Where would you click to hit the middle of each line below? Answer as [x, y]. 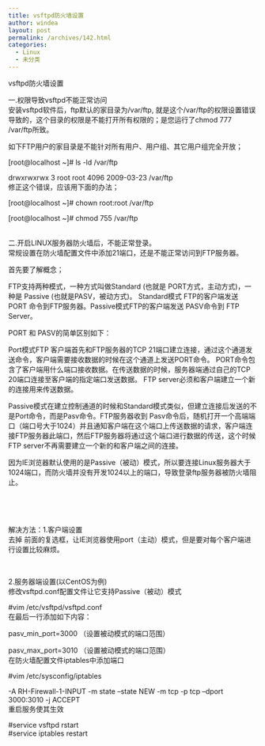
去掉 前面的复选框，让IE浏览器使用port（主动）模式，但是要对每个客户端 [127, 540]
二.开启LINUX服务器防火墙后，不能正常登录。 [82, 243]
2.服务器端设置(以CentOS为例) [58, 581]
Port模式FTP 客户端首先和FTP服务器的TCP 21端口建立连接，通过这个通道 [127, 350]
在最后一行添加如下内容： [50, 616]
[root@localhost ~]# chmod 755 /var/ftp [73, 218]
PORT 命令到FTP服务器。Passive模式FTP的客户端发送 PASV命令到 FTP [124, 306]
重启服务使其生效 [36, 709]
